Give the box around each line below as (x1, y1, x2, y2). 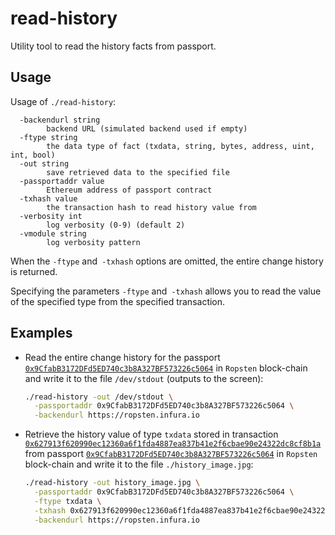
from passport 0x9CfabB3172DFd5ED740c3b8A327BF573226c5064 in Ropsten (24, 448, 318, 460)
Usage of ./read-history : (10, 95, 117, 107)
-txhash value (19, 193, 78, 204)
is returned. (10, 265, 58, 277)
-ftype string (19, 132, 78, 142)
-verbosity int (19, 211, 83, 221)
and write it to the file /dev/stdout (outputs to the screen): (24, 372, 264, 384)
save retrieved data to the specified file (46, 167, 230, 177)
